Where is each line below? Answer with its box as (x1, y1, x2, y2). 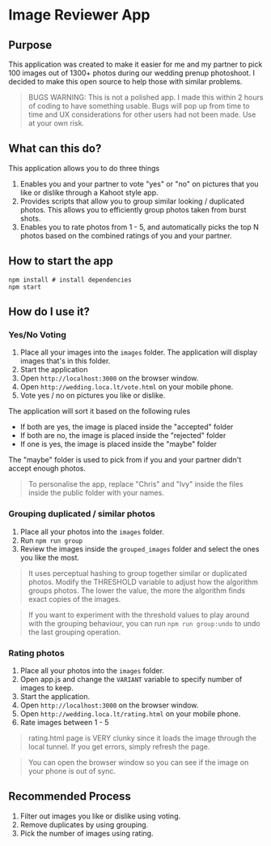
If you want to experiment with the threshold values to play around (28, 610, 250, 620)
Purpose (8, 38, 53, 52)
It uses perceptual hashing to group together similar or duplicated (28, 568, 248, 578)
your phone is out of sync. (28, 766, 116, 775)
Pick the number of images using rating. (19, 828, 154, 838)
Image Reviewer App (8, 6, 150, 24)
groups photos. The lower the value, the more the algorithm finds (28, 586, 245, 595)
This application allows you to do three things (8, 163, 160, 173)
